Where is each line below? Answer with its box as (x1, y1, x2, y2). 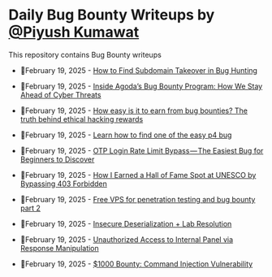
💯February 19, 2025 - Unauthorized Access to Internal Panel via (19, 234, 234, 245)
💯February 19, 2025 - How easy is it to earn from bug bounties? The (19, 106, 248, 115)
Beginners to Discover (19, 154, 95, 164)
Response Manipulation (19, 243, 99, 253)
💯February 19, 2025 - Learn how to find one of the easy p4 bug (19, 130, 232, 140)
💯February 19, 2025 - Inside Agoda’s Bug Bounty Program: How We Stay (19, 81, 263, 91)
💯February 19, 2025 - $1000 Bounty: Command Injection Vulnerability (19, 258, 253, 269)
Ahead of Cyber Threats (19, 89, 101, 99)
